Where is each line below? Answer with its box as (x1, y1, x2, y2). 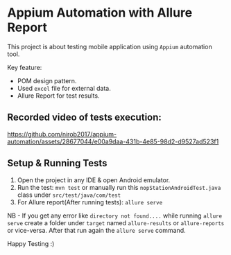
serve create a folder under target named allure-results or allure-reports (7, 218, 225, 227)
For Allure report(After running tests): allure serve (17, 197, 163, 206)
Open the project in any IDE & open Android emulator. (17, 175, 171, 184)
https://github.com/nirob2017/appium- (7, 130, 117, 138)
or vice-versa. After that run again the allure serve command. (7, 226, 186, 234)
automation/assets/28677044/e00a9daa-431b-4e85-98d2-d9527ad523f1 (7, 137, 219, 146)
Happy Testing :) (7, 239, 55, 247)
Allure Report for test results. (17, 91, 100, 100)
